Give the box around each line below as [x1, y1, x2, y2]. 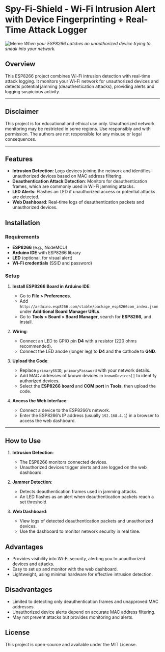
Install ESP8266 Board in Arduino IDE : [12, 284, 91, 289]
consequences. [5, 136, 37, 142]
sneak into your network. [5, 46, 55, 52]
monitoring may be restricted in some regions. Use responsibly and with [5, 126, 151, 131]
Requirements [5, 233, 40, 240]
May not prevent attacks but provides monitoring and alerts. [12, 614, 134, 620]
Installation [5, 218, 40, 227]
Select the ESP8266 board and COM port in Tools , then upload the [19, 383, 156, 389]
